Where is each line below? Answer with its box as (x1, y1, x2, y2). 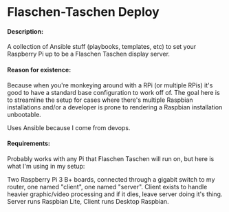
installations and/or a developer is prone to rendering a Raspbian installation (7, 103, 223, 111)
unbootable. (7, 110, 41, 118)
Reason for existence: (7, 65, 72, 74)
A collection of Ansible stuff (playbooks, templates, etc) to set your (7, 43, 197, 51)
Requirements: (7, 139, 50, 148)
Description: (7, 27, 43, 35)
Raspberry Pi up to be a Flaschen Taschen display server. (7, 50, 171, 59)
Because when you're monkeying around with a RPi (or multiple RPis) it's (7, 81, 213, 89)
